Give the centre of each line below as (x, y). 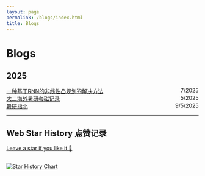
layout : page (23, 12)
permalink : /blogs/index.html (45, 18)
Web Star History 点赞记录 (56, 133)
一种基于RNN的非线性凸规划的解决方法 (55, 91)
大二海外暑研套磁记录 (33, 99)
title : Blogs (23, 23)
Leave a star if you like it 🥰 (39, 148)
